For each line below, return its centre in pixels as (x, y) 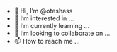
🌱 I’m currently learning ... (52, 26)
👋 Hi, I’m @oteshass (43, 11)
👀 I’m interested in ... (44, 18)
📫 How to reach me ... (47, 41)
